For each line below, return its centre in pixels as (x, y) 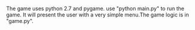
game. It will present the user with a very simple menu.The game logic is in (97, 15)
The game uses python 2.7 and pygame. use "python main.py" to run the (95, 9)
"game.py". (20, 21)
